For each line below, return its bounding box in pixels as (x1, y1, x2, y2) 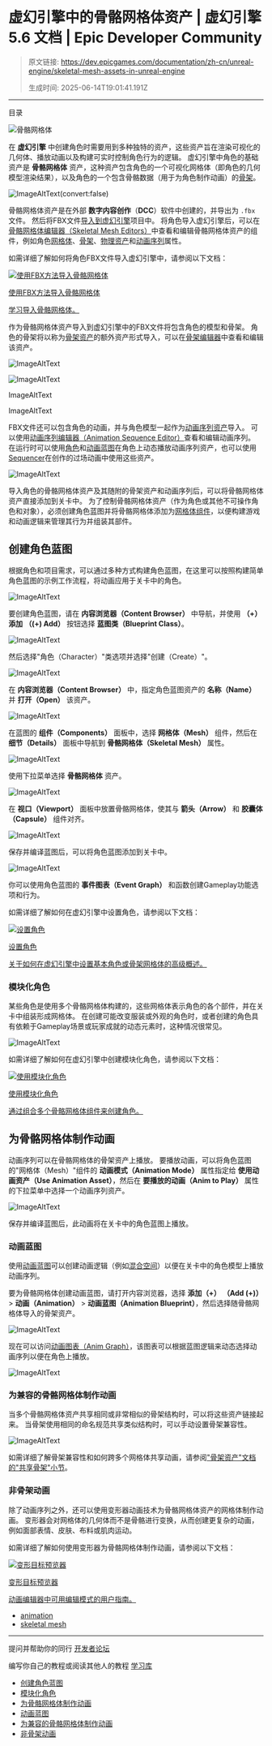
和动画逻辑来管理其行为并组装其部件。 (8, 516, 136, 526)
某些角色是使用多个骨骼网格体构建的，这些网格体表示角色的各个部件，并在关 (8, 1001, 264, 1011)
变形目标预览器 (8, 1576, 58, 1587)
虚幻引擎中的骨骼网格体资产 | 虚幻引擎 (8, 8, 261, 27)
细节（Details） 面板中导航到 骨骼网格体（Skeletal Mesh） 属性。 (8, 738, 229, 747)
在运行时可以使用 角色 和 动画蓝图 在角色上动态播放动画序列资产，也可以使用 (8, 442, 257, 452)
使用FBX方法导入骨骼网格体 (8, 287, 100, 297)
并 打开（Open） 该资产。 (8, 695, 96, 704)
